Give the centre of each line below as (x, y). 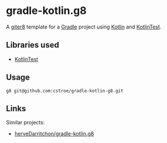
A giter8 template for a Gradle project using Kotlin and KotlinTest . (84, 27)
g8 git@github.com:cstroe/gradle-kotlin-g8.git (65, 91)
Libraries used (33, 45)
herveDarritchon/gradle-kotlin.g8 (54, 134)
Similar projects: (25, 123)
